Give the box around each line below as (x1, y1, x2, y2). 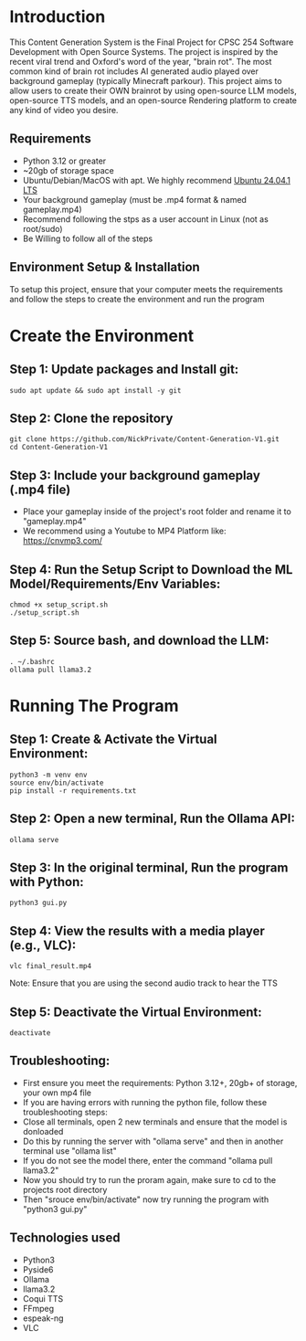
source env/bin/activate (9, 778, 104, 787)
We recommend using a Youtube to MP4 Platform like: (22, 525, 227, 536)
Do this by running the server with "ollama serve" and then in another (22, 1135, 284, 1146)
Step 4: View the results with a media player (9, 923, 265, 938)
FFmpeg (22, 1303, 55, 1314)
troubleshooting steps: (22, 1106, 108, 1117)
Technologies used (9, 1230, 121, 1246)
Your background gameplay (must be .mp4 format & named (22, 194, 247, 205)
